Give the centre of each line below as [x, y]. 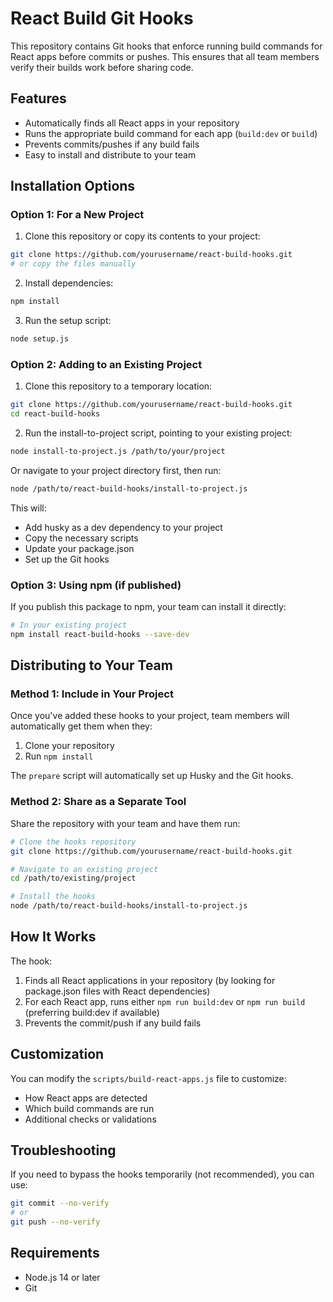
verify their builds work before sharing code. [102, 67]
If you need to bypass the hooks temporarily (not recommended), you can [162, 1174]
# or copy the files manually [73, 264]
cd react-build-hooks [55, 414]
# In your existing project [69, 625]
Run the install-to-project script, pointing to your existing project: [158, 433]
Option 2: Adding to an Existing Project [106, 364]
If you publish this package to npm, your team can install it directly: [148, 607]
